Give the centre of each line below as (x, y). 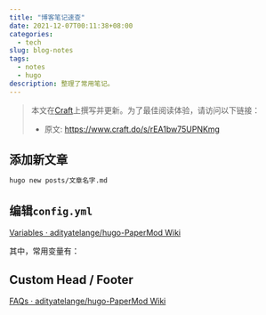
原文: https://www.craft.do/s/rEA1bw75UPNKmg (132, 129)
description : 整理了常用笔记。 (62, 84)
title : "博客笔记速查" (47, 17)
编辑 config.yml (51, 210)
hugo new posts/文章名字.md (59, 181)
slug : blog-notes (41, 51)
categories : (31, 34)
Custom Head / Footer (71, 280)
